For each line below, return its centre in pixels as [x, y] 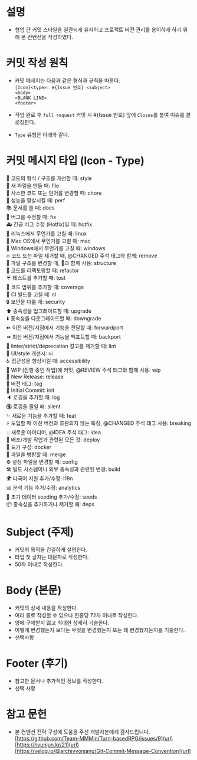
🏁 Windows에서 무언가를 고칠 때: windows [56, 248]
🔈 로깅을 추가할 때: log [33, 397]
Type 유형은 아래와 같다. [42, 135]
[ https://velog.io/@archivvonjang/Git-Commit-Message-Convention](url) [103, 751]
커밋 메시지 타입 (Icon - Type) [75, 161]
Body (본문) [34, 590]
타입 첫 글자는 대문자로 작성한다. [52, 557]
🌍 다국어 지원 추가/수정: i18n [40, 478]
